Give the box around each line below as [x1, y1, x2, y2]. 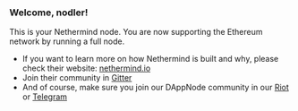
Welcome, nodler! [9, 6, 89, 19]
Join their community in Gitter [21, 73, 132, 83]
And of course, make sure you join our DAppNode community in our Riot [21, 82, 289, 93]
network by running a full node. [9, 36, 125, 47]
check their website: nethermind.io [21, 63, 151, 73]
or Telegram [21, 91, 68, 102]
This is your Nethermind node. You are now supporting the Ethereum [9, 27, 263, 38]
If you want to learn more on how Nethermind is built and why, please [21, 54, 279, 64]
